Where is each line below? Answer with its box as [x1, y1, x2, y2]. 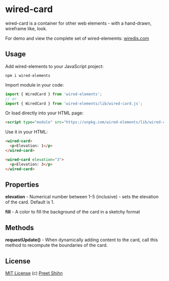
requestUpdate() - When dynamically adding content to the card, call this [5, 237, 158, 243]
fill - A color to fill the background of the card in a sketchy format [5, 209, 140, 215]
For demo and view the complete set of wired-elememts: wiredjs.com [5, 35, 149, 41]
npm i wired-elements [5, 73, 51, 78]
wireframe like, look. [5, 25, 47, 31]
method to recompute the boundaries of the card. [5, 242, 108, 248]
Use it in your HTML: [5, 129, 48, 135]
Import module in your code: [5, 82, 64, 88]
